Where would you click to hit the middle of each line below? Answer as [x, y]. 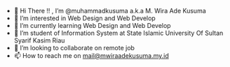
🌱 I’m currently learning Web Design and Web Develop [92, 25]
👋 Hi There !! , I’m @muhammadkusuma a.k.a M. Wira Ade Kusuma [110, 11]
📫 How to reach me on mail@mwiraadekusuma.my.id [92, 55]
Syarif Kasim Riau [39, 40]
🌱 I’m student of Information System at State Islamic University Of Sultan [119, 33]
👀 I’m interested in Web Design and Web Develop [84, 18]
